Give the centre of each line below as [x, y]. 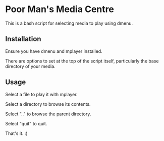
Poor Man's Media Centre [60, 9]
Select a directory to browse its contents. [48, 104]
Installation [23, 39]
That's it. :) [16, 133]
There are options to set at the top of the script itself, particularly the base [82, 61]
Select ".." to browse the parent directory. [48, 114]
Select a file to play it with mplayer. [41, 94]
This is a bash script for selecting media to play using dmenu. [69, 23]
